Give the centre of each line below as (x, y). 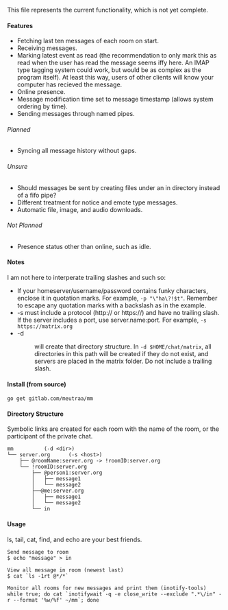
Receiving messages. (47, 48)
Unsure (17, 166)
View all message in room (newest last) (66, 570)
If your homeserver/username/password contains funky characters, (113, 291)
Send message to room (38, 552)
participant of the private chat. (50, 436)
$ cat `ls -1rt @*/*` (38, 576)
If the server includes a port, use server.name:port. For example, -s (112, 320)
